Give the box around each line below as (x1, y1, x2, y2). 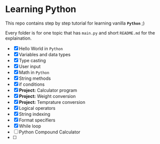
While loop (19, 123, 41, 129)
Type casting (19, 57, 46, 63)
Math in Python (19, 69, 49, 75)
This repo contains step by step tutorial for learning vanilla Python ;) (5, 20, 145, 26)
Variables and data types (19, 51, 71, 57)
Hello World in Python (19, 45, 63, 51)
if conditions (19, 81, 45, 87)
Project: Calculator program (19, 87, 77, 93)
